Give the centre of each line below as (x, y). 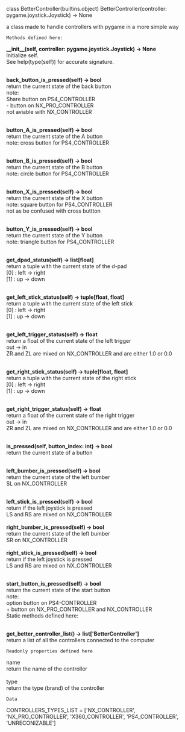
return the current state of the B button (55, 167)
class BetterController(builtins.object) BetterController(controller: (87, 9)
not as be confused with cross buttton (54, 211)
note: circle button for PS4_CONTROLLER (58, 174)
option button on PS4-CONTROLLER (52, 603)
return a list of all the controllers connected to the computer (80, 640)
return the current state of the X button (55, 198)
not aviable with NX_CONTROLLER (49, 112)
